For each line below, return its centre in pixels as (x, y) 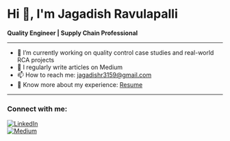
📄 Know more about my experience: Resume (80, 84)
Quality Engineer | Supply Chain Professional (73, 33)
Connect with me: (37, 109)
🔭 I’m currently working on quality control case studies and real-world (115, 52)
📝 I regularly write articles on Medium (70, 67)
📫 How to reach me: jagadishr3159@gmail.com (84, 75)
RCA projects (36, 60)
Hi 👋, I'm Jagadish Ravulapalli (92, 14)
